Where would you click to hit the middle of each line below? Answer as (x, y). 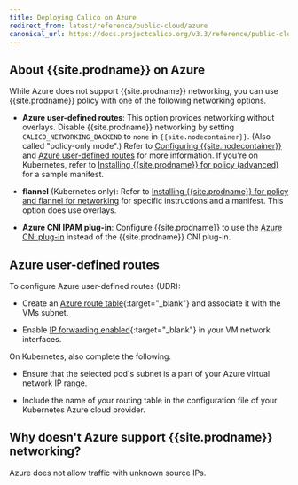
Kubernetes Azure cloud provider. (84, 410)
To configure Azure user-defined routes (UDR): (95, 286)
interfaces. (42, 339)
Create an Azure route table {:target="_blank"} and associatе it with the (151, 303)
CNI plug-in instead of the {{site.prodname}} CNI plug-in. (126, 237)
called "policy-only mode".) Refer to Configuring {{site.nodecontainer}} (152, 146)
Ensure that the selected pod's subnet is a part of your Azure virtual (146, 374)
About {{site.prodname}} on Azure (107, 70)
